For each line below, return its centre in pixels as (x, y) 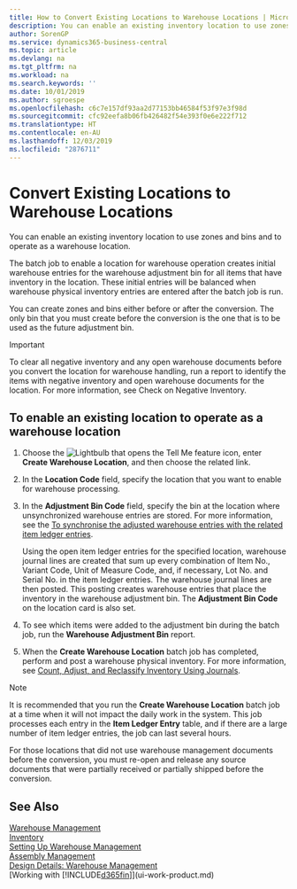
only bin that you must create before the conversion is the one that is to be (145, 318)
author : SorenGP (39, 34)
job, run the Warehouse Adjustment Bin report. (109, 635)
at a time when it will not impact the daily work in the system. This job (136, 714)
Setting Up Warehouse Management (75, 846)
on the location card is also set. (79, 608)
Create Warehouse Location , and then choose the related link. (136, 463)
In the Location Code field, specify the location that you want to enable (152, 480)
